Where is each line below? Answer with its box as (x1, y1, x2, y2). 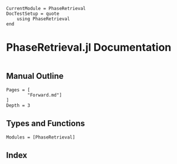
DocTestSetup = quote (6, 11, 60, 17)
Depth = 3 (6, 102, 31, 108)
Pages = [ (6, 86, 31, 93)
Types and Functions (6, 118, 85, 128)
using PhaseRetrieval (17, 16, 70, 22)
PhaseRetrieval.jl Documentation (6, 41, 172, 54)
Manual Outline (6, 71, 64, 81)
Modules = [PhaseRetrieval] (6, 134, 76, 140)
